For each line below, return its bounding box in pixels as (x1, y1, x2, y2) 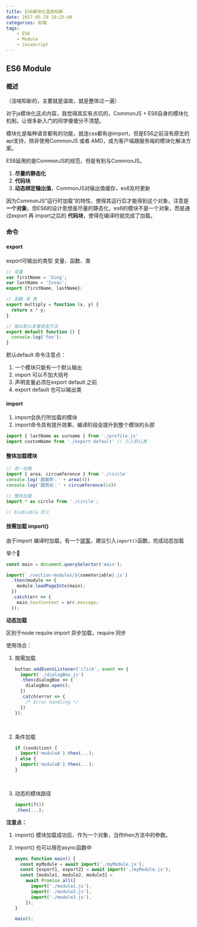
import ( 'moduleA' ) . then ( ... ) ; (20, 750, 94, 756)
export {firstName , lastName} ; (6, 286, 83, 291)
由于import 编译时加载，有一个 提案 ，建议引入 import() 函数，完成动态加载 (6, 537, 184, 544)
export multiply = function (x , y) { (6, 301, 99, 308)
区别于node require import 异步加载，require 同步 (6, 629, 127, 636)
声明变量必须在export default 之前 (14, 379, 97, 386)
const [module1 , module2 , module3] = (20, 872, 113, 878)
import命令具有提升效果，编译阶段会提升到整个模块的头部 (14, 421, 155, 428)
